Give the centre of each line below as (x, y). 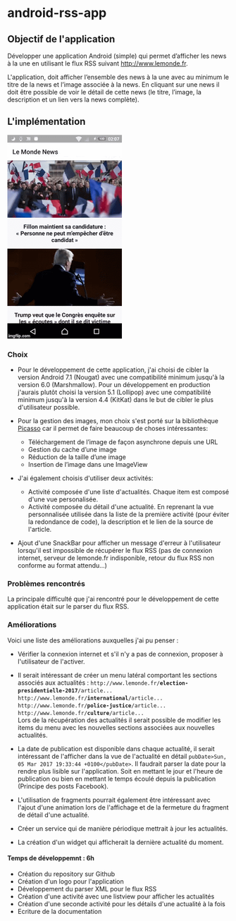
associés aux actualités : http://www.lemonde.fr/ (89, 683)
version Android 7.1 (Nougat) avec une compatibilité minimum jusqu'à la (121, 377)
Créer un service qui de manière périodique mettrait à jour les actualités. (123, 828)
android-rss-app (57, 13)
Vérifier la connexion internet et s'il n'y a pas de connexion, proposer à (120, 654)
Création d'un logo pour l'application (71, 881)
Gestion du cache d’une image (72, 450)
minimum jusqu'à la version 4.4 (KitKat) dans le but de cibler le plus (115, 400)
